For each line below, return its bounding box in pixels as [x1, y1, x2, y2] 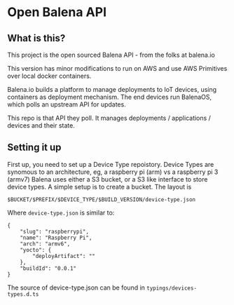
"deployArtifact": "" [32, 252, 96, 259]
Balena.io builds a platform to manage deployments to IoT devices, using [7, 86, 217, 93]
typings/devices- [146, 285, 198, 292]
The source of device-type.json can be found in [7, 283, 146, 292]
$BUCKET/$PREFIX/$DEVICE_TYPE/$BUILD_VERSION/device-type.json [7, 196, 196, 203]
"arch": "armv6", [20, 240, 71, 248]
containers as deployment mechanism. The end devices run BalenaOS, [7, 93, 212, 101]
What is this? [7, 32, 66, 44]
